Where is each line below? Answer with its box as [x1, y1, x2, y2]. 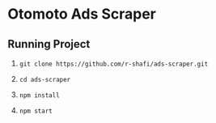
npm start [19, 107, 53, 115]
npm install [19, 91, 60, 100]
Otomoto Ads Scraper [7, 5, 157, 23]
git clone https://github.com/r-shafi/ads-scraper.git [19, 60, 209, 68]
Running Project [7, 37, 91, 51]
